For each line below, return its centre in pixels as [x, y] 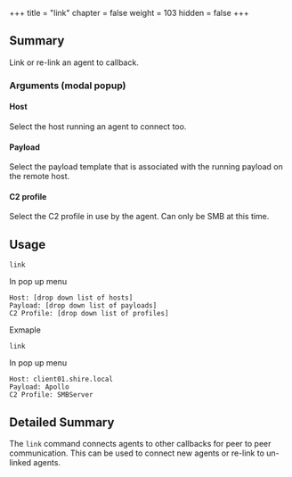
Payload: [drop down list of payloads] [83, 306]
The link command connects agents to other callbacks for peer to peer [140, 443]
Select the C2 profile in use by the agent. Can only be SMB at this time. [139, 217]
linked [20, 462]
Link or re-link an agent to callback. [74, 62]
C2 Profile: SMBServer [51, 395]
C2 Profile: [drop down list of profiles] [89, 314]
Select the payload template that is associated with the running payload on [146, 167]
